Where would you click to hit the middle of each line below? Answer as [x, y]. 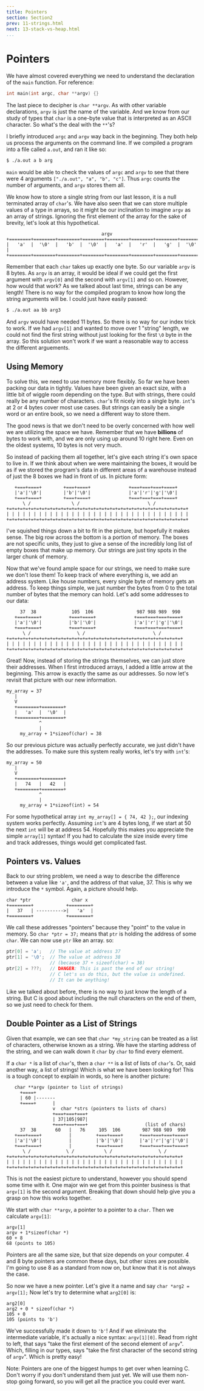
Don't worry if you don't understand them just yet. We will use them [91, 1375]
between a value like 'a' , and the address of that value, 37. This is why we [99, 882]
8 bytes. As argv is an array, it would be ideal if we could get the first [92, 273]
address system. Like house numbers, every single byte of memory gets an [100, 581]
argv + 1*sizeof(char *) [38, 1233]
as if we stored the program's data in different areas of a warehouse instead [101, 470]
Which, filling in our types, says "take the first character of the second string [102, 1350]
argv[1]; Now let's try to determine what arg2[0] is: [71, 1292]
